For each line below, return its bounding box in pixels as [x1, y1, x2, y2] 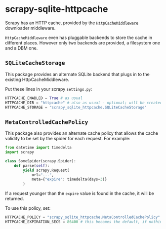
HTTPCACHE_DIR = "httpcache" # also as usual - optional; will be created [5, 100, 163, 105]
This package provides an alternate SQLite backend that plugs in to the [5, 71, 150, 77]
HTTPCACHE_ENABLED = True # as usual [5, 95, 83, 101]
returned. [5, 196, 24, 202]
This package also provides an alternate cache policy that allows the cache [5, 130, 159, 136]
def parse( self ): [14, 163, 50, 168]
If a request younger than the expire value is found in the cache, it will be [5, 191, 154, 196]
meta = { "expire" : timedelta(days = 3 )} [31, 177, 107, 182]
